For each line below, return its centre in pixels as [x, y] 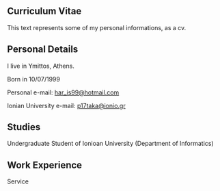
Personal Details [43, 50]
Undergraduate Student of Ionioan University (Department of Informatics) [110, 144]
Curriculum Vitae [44, 11]
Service [18, 181]
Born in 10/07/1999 [33, 79]
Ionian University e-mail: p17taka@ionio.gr [66, 105]
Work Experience [45, 165]
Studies [24, 127]
